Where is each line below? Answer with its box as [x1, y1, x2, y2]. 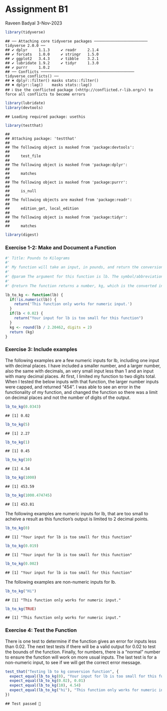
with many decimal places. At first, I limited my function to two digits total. [5, 373, 157, 379]
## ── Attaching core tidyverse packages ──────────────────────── [5, 38, 148, 43]
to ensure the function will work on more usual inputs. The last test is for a [5, 654, 157, 660]
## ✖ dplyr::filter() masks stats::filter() [5, 78, 99, 83]
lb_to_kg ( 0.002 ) [5, 561, 39, 566]
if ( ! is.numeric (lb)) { [9, 297, 57, 302]
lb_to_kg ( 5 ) [5, 422, 30, 427]
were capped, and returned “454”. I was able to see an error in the [5, 383, 141, 390]
